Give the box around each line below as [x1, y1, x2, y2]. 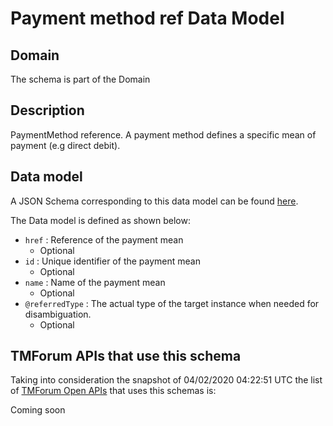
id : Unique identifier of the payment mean [24, 255, 201, 267]
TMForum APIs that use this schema [10, 348, 242, 365]
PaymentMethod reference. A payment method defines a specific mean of [10, 128, 317, 141]
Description [10, 102, 85, 119]
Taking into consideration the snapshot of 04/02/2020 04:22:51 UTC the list [10, 374, 323, 386]
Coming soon [10, 404, 66, 416]
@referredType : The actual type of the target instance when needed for [24, 297, 320, 309]
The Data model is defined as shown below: [10, 214, 191, 226]
